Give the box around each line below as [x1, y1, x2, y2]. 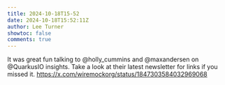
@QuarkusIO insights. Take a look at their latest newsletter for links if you [7, 63, 218, 71]
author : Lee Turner [7, 23, 64, 30]
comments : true [7, 36, 52, 43]
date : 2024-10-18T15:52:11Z [7, 17, 89, 24]
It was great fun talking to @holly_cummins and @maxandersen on [7, 55, 199, 63]
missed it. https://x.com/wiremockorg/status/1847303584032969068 [7, 70, 208, 79]
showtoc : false [7, 29, 52, 37]
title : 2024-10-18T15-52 [7, 10, 80, 17]
